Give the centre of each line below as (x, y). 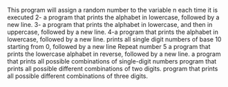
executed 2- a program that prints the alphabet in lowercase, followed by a (113, 17)
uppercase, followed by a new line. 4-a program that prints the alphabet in (113, 32)
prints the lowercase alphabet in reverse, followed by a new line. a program (114, 54)
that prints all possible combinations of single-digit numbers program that (112, 61)
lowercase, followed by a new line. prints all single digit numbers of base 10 (114, 39)
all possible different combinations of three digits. (78, 76)
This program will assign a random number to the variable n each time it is (113, 10)
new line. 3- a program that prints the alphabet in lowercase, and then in (110, 25)
